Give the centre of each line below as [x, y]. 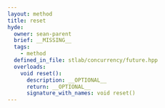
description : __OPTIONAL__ [66, 80]
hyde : [15, 27]
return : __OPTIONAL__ [59, 87]
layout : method [30, 14]
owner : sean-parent [43, 34]
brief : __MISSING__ [43, 40]
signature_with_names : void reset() [81, 93]
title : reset [27, 21]
